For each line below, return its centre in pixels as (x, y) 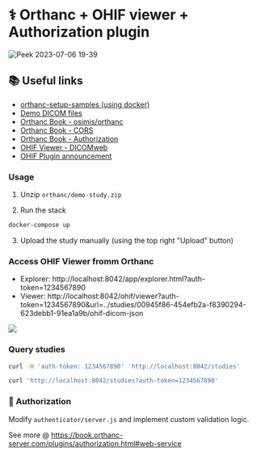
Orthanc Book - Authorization (69, 138)
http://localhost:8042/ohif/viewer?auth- (113, 296)
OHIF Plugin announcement (66, 156)
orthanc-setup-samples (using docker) (85, 104)
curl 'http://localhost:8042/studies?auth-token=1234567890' (114, 381)
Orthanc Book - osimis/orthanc (72, 121)
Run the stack (43, 210)
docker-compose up (39, 225)
